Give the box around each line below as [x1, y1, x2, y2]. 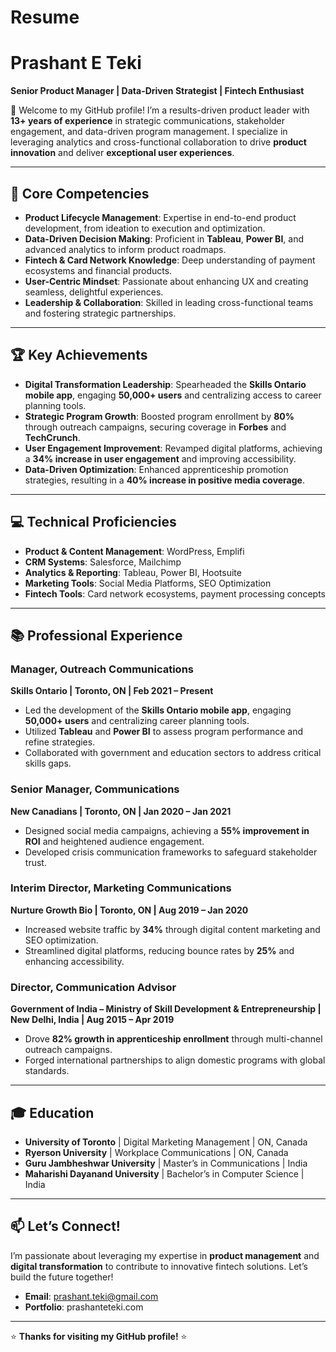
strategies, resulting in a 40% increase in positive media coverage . [24, 474, 305, 486]
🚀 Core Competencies [10, 185, 150, 202]
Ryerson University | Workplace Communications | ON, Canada [24, 1146, 289, 1158]
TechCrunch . [24, 431, 81, 443]
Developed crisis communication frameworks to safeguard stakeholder [24, 846, 318, 858]
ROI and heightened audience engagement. [24, 835, 205, 847]
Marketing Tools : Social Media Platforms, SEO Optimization [24, 577, 272, 589]
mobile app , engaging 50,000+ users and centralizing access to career [24, 389, 322, 401]
